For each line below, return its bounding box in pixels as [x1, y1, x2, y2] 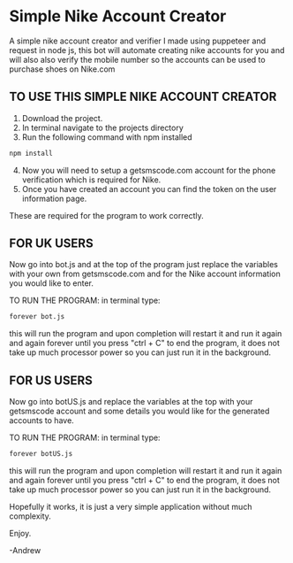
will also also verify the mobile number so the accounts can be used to [9, 54, 267, 65]
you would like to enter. [9, 278, 94, 289]
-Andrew [9, 545, 41, 555]
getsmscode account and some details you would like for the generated [9, 405, 270, 417]
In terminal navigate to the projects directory [21, 122, 184, 133]
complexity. [9, 511, 51, 521]
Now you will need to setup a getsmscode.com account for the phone [21, 165, 276, 175]
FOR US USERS [9, 373, 93, 388]
